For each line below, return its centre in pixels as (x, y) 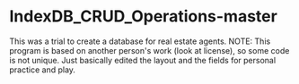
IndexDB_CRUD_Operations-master (144, 17)
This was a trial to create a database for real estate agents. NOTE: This (140, 41)
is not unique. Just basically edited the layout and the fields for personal (143, 60)
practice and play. (43, 70)
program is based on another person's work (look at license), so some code (149, 50)
